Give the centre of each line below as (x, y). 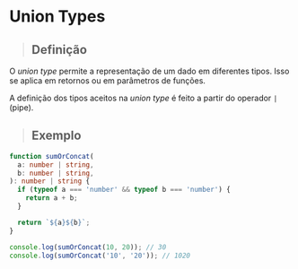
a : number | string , (56, 165)
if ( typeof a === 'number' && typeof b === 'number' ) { (124, 190)
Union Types (57, 17)
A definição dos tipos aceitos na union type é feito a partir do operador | (144, 98)
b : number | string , (56, 173)
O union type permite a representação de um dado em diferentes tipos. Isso (149, 71)
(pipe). (22, 108)
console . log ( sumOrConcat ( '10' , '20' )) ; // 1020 (100, 256)
